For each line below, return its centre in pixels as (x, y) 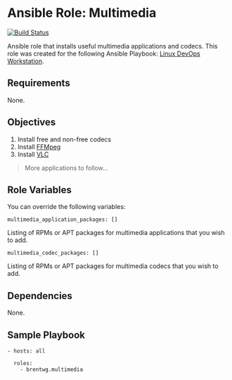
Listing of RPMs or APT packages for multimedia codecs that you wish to (113, 266)
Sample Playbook (46, 335)
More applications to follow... (66, 167)
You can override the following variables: (66, 207)
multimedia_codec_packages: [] (53, 253)
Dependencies (40, 296)
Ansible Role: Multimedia (82, 13)
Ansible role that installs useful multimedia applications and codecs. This (112, 46)
